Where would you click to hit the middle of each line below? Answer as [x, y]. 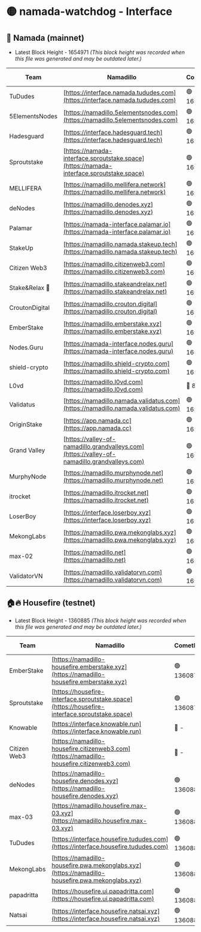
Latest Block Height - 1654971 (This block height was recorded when [100, 52]
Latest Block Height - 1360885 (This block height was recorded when [100, 620]
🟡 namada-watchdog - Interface [89, 12]
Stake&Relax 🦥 [30, 288]
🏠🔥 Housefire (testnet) [51, 603]
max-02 [21, 556]
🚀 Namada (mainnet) [45, 38]
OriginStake [26, 424]
